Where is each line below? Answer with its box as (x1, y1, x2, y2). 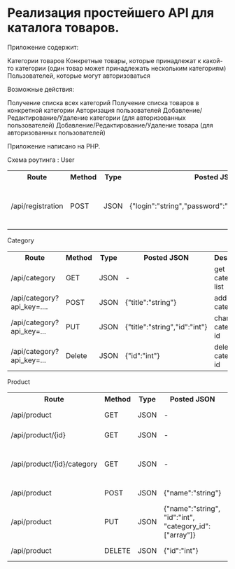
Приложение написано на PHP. (7, 142, 101, 150)
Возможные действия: (7, 85, 75, 93)
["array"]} (163, 530, 196, 540)
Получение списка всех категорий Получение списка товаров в (7, 98, 199, 107)
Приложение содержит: (7, 43, 79, 51)
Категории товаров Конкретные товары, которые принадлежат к (7, 56, 201, 64)
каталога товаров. (7, 20, 120, 36)
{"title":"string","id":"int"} (124, 322, 208, 332)
